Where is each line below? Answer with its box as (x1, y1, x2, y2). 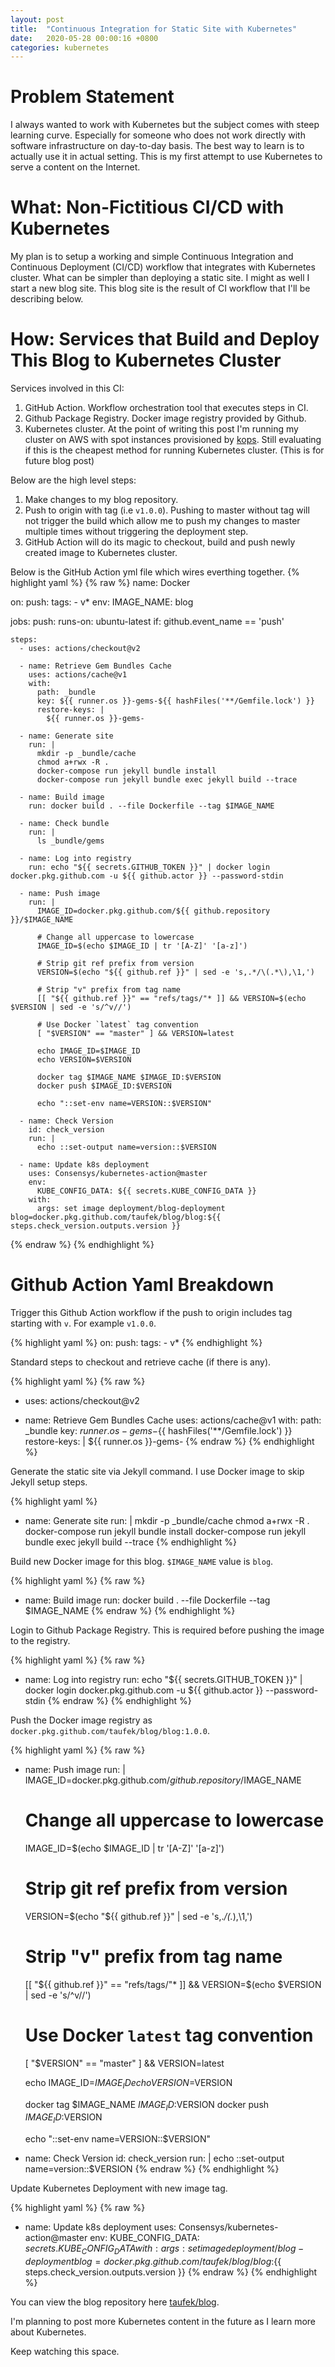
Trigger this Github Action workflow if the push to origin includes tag (10, 1307, 293, 1318)
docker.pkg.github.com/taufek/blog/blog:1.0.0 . (10, 1725, 211, 1736)
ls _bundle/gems (36, 836, 105, 846)
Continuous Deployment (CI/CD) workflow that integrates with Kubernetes (10, 261, 316, 273)
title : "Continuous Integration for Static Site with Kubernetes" (10, 24, 298, 34)
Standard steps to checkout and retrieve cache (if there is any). (10, 1356, 272, 1368)
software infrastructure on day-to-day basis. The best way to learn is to (10, 140, 305, 152)
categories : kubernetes (10, 42, 110, 53)
